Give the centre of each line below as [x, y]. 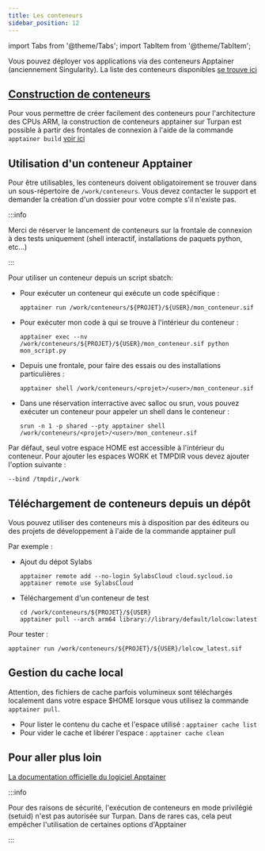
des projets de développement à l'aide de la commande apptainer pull [122, 531]
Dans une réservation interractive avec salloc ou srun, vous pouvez [129, 403]
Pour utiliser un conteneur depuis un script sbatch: [91, 278]
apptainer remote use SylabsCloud [76, 583]
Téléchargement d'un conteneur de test [84, 598]
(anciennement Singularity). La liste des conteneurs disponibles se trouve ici [132, 69]
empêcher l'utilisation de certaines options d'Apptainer [98, 824]
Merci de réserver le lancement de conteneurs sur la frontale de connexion [130, 230]
